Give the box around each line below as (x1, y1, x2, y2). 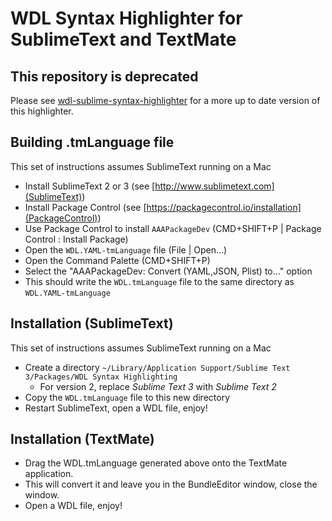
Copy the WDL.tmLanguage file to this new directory (24, 391, 231, 403)
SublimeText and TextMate (10, 28, 237, 51)
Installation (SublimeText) (10, 315, 174, 332)
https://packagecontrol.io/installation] (146, 201, 302, 213)
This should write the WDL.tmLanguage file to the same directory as (24, 275, 295, 287)
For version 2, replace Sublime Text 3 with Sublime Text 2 (39, 380, 277, 392)
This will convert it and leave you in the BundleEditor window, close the (24, 478, 318, 491)
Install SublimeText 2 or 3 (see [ (24, 180, 156, 192)
